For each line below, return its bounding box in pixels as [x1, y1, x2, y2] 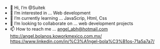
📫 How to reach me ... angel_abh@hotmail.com [9, 26, 108, 32]
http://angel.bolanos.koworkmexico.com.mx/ [9, 33, 102, 39]
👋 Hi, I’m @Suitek [9, 5, 46, 10]
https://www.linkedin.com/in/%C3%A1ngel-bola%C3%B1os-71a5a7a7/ [9, 39, 155, 44]
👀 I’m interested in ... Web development [9, 10, 91, 16]
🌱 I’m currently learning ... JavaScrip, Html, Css [9, 15, 107, 21]
